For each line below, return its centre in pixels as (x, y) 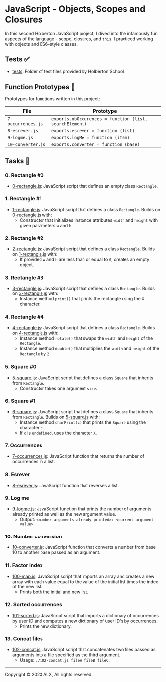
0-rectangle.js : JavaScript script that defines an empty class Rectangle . (85, 186)
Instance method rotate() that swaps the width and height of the (86, 338)
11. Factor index (24, 565)
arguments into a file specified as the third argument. (66, 655)
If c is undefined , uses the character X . (58, 433)
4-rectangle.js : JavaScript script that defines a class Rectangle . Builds (83, 328)
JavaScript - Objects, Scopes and (75, 9)
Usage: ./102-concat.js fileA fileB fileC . (65, 660)
